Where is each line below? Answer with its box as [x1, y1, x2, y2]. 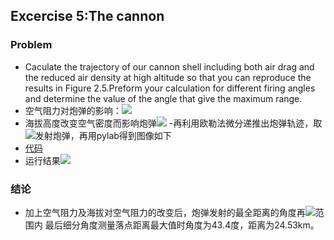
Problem [10, 38, 53, 52]
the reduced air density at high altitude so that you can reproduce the [24, 71, 312, 83]
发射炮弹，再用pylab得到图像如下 [34, 129, 172, 141]
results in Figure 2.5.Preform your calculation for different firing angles [24, 82, 316, 94]
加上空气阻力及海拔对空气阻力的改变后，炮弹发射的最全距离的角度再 [24, 206, 306, 218]
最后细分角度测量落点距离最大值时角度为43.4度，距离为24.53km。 [44, 219, 320, 231]
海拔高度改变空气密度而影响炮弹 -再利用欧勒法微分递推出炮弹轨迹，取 [24, 117, 323, 129]
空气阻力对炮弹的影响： [24, 104, 122, 116]
